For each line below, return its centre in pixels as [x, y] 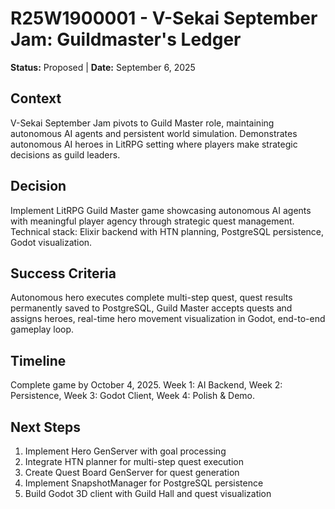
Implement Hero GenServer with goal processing [125, 451]
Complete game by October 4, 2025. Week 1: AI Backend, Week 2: [146, 385]
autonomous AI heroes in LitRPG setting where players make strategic [154, 144]
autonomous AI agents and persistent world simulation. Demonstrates [154, 133]
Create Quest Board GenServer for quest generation [132, 472]
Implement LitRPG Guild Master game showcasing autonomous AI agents [161, 210]
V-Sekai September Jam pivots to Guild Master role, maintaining [142, 123]
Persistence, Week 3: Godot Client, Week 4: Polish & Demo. [133, 396]
